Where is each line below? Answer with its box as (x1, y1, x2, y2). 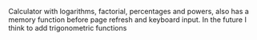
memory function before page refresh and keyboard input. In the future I (8, 15, 247, 24)
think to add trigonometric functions (8, 24, 127, 32)
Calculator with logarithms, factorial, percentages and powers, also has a (8, 7, 250, 16)
